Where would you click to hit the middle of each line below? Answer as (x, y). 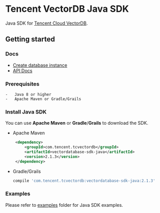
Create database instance (40, 65)
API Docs (22, 70)
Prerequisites (22, 84)
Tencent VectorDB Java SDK (67, 9)
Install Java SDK (26, 112)
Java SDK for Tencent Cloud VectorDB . (47, 23)
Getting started (30, 39)
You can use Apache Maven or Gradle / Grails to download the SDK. (77, 123)
